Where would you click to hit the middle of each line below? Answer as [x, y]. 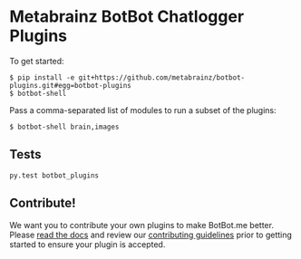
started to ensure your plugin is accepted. [87, 244]
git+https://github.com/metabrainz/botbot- [162, 77]
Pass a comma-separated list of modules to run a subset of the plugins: [143, 110]
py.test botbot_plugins [54, 175]
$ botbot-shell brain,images [64, 127]
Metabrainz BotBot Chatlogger [127, 17]
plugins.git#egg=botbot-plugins [70, 85]
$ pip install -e [42, 77]
